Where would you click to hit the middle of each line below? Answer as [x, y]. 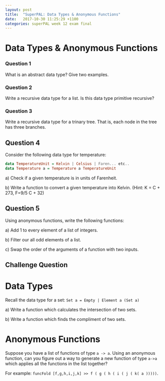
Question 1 [18, 64]
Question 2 [19, 87]
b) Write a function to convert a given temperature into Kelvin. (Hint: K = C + [82, 187]
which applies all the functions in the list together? [56, 364]
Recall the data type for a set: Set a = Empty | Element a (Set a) [72, 300]
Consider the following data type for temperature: [56, 155]
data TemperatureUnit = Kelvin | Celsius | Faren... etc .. [67, 164]
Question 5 [23, 208]
